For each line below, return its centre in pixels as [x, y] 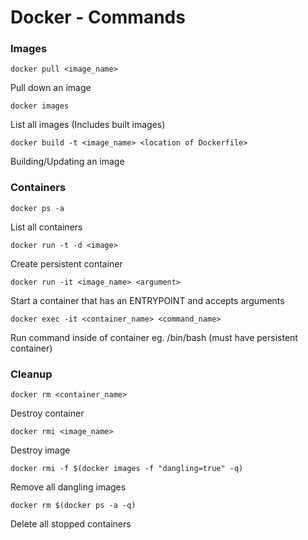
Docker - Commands [98, 17]
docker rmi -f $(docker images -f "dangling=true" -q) [127, 469]
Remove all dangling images [68, 487]
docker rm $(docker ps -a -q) [73, 506]
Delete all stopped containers [71, 524]
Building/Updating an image [67, 162]
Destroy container [47, 413]
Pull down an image [51, 88]
